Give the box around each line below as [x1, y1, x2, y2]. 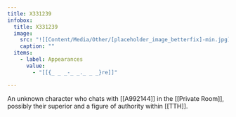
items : [13, 50, 33, 57]
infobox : [7, 17, 33, 24]
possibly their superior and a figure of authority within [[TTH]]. [7, 102, 188, 110]
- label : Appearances [20, 56, 83, 63]
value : [25, 62, 46, 69]
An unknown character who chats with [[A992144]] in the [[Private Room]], [7, 94, 225, 102]
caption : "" [20, 43, 55, 50]
